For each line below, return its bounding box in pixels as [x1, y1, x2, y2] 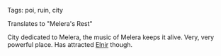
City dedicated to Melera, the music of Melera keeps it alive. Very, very [7, 33, 215, 41]
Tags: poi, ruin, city [7, 6, 64, 14]
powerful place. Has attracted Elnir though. [7, 41, 133, 48]
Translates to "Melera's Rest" [7, 20, 93, 27]
